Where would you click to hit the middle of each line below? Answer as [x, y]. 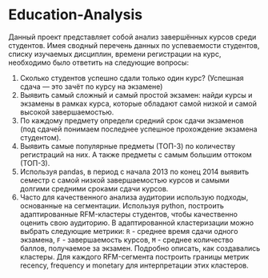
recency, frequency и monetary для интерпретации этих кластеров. [134, 265]
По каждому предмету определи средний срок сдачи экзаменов [132, 120]
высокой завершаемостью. [67, 112]
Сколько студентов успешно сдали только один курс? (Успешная [132, 78]
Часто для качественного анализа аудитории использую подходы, [134, 197]
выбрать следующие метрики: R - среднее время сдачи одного [129, 231]
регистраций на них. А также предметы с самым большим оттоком [136, 155]
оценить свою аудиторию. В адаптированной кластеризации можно [137, 223]
